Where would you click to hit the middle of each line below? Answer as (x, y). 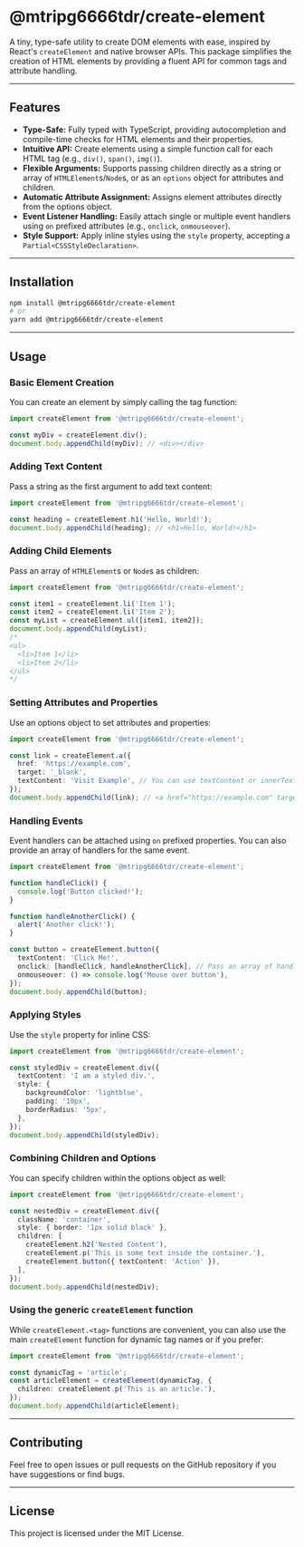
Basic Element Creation (62, 382)
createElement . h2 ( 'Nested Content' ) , (97, 1245)
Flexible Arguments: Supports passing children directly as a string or (152, 168)
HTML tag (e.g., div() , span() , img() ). (92, 158)
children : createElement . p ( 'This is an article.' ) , (117, 1389)
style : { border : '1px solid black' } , (93, 1228)
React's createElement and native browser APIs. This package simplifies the (151, 51)
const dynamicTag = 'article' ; (68, 1372)
